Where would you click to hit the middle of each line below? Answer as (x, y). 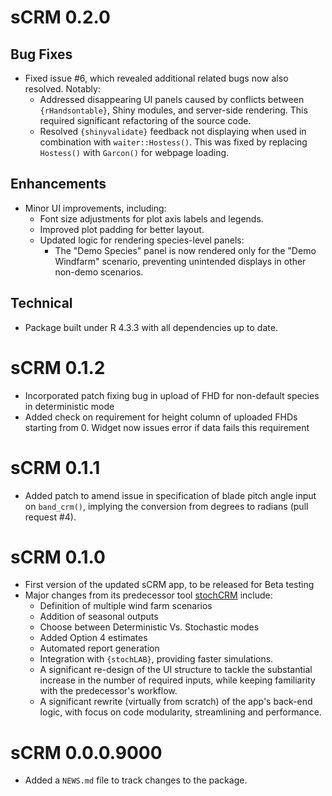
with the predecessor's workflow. (108, 691)
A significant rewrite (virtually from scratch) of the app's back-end (176, 702)
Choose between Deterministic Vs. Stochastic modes (149, 627)
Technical (41, 303)
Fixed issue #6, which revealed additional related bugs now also (156, 78)
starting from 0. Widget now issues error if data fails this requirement (167, 427)
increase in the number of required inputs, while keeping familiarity (177, 680)
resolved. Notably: (62, 89)
